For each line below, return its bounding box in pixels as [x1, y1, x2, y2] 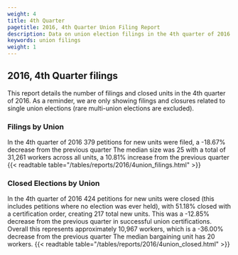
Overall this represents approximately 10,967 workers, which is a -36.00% [7, 225, 224, 234]
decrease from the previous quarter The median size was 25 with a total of [7, 145, 226, 154]
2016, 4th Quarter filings [7, 70, 119, 82]
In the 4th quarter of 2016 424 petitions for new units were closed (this [7, 194, 215, 203]
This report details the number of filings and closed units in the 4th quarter [7, 88, 226, 97]
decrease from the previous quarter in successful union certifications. [7, 217, 212, 226]
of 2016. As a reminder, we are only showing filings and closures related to [7, 96, 226, 105]
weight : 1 [7, 43, 37, 51]
